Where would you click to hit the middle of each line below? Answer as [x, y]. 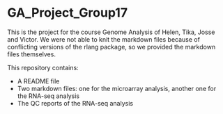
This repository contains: [43, 67]
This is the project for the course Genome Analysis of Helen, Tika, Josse [111, 32]
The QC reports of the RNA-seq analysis [75, 103]
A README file [38, 81]
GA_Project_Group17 [67, 13]
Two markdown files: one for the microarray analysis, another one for [117, 88]
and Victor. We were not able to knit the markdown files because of [104, 39]
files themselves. [31, 54]
